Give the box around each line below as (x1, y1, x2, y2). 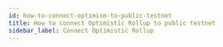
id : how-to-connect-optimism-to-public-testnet (8, 11, 173, 20)
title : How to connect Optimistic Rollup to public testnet (8, 19, 217, 27)
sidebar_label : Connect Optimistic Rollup (8, 26, 154, 34)
